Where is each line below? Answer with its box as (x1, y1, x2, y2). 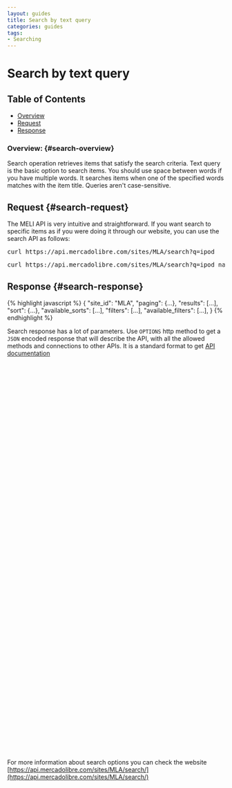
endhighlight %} (7, 314, 53, 322)
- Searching (7, 36, 41, 43)
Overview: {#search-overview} (7, 143, 115, 153)
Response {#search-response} (7, 280, 144, 292)
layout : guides (7, 10, 51, 17)
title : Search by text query (7, 17, 91, 24)
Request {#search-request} (7, 202, 129, 213)
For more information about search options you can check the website (7, 758, 207, 767)
